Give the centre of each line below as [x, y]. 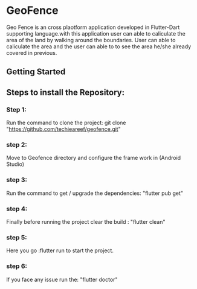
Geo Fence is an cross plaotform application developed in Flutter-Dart [93, 27]
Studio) [15, 164]
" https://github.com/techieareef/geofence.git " [63, 129]
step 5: [17, 237]
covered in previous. [32, 52]
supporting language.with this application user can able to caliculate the [96, 33]
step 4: [17, 209]
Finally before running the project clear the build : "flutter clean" [86, 221]
